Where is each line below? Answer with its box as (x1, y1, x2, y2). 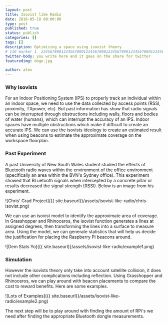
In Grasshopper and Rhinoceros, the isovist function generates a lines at (5, 218, 154, 224)
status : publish (5, 30, 39, 35)
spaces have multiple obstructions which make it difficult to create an (5, 122, 148, 128)
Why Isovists (5, 84, 37, 91)
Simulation (5, 256, 32, 263)
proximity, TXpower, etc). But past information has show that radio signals (5, 106, 157, 112)
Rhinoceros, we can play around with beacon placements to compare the (5, 278, 156, 284)
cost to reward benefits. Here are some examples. (5, 283, 108, 290)
